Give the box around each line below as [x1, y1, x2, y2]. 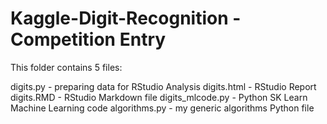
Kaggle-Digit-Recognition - [10, 7, 242, 30]
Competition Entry [10, 28, 167, 51]
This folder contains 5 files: [10, 61, 123, 73]
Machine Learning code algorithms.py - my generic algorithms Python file [10, 102, 315, 114]
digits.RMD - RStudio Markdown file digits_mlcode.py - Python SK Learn [10, 91, 308, 103]
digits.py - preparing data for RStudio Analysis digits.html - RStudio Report [10, 80, 317, 92]
